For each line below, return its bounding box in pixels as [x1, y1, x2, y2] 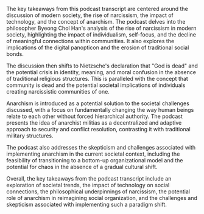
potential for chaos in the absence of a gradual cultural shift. [6, 164, 158, 170]
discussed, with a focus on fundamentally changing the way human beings [6, 106, 194, 113]
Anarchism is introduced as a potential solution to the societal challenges [6, 100, 190, 107]
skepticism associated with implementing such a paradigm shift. [6, 201, 167, 208]
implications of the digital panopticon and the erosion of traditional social [6, 44, 189, 51]
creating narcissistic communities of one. [6, 88, 110, 95]
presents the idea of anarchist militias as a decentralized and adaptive [6, 119, 182, 126]
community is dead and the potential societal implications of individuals [6, 81, 186, 89]
